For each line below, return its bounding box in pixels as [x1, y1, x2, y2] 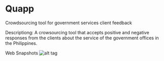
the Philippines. [5, 40, 37, 46]
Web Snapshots [5, 50, 38, 56]
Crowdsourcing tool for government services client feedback [5, 20, 133, 26]
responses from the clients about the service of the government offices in [5, 35, 159, 41]
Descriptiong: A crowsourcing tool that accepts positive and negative [5, 29, 149, 35]
